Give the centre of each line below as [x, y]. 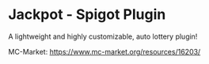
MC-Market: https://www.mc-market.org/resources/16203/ [104, 51]
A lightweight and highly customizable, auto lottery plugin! [103, 36]
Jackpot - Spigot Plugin [87, 15]
